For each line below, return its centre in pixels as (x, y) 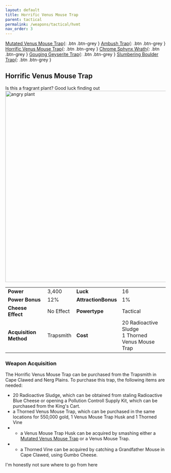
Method (18, 338)
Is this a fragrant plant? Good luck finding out (53, 88)
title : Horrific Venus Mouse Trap (42, 15)
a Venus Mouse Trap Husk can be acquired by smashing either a (88, 433)
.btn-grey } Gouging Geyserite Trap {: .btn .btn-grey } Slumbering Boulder (82, 55)
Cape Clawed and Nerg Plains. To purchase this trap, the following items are (85, 380)
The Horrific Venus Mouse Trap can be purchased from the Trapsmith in (81, 375)
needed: (14, 385)
